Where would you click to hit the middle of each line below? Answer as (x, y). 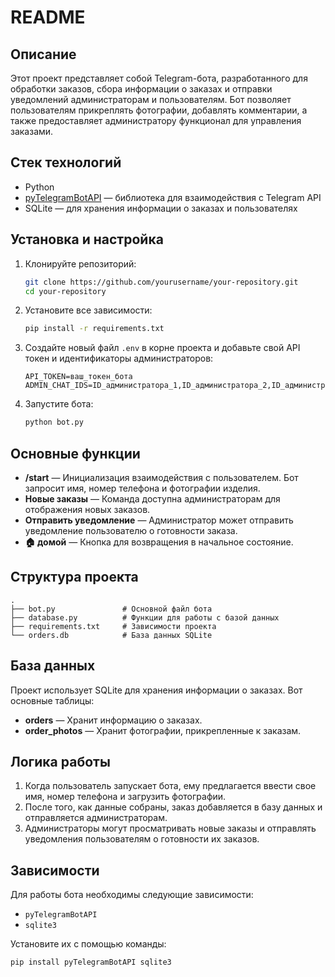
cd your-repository (65, 291)
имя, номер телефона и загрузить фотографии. (125, 797)
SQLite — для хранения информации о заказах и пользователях (161, 208)
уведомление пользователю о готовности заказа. (131, 530)
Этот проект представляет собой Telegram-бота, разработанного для (159, 78)
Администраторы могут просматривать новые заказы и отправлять (170, 828)
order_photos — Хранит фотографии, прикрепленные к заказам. (163, 730)
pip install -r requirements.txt (94, 329)
